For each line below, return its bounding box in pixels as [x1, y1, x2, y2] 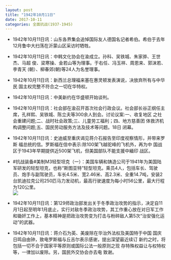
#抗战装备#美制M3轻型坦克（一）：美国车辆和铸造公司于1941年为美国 [12, 159, 157, 165]
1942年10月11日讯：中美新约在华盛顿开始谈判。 [12, 94, 112, 100]
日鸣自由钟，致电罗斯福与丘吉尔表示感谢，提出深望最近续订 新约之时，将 [12, 237, 166, 243]
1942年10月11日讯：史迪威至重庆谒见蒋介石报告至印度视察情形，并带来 [12, 135, 161, 141]
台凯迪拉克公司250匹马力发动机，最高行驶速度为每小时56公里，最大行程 [12, 178, 165, 184]
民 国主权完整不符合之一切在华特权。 [12, 84, 90, 90]
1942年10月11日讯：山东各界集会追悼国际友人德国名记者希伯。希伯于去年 [12, 36, 165, 42]
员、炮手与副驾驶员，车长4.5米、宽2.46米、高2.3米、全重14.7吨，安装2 [12, 171, 163, 177]
